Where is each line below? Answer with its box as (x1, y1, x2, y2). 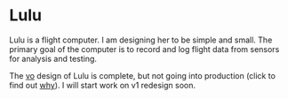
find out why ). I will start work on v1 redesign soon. (9, 80, 196, 90)
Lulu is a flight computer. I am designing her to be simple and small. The (9, 34, 273, 45)
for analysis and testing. (9, 53, 98, 64)
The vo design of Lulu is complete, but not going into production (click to (9, 70, 276, 80)
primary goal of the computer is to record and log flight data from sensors (9, 43, 280, 54)
